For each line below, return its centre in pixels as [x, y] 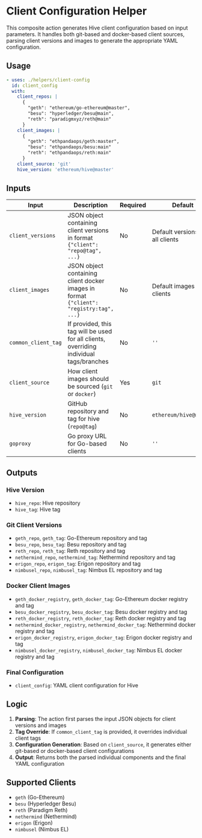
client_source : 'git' [44, 164]
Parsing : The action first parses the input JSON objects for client [95, 719]
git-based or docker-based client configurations [75, 751]
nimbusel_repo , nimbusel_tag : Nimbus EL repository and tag [88, 570]
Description [91, 205]
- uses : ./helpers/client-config [48, 80]
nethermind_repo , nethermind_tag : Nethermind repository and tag [95, 557]
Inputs [19, 188]
